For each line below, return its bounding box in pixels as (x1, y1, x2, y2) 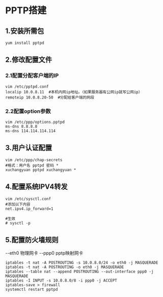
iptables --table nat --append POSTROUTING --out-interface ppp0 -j (5, 269, 154, 275)
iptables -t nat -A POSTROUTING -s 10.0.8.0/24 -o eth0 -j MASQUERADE (5, 260, 158, 265)
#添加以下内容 (5, 202, 31, 207)
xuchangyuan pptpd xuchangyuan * (5, 167, 76, 172)
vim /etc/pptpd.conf (5, 84, 49, 89)
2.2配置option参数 (5, 108, 51, 115)
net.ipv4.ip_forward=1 (5, 206, 53, 211)
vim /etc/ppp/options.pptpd (5, 119, 65, 125)
